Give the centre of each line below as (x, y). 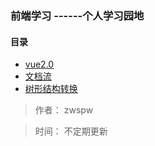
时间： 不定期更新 (71, 131)
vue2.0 (39, 64)
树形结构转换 (51, 89)
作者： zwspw (64, 110)
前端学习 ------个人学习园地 (77, 15)
